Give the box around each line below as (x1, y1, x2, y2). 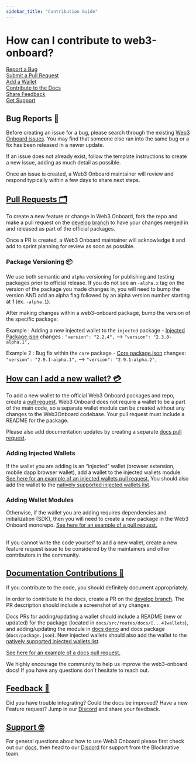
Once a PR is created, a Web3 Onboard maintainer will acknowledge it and (6, 236, 185, 243)
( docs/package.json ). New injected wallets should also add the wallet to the (6, 631, 187, 639)
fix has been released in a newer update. (6, 142, 104, 149)
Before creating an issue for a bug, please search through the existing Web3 (6, 129, 190, 136)
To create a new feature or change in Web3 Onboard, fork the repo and (6, 213, 178, 220)
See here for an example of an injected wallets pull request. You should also (6, 475, 189, 482)
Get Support (6, 97, 36, 104)
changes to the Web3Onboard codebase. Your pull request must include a (6, 411, 185, 418)
